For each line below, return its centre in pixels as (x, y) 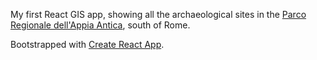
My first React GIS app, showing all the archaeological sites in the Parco (158, 14)
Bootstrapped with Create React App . (87, 44)
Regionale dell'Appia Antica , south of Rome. (100, 25)
